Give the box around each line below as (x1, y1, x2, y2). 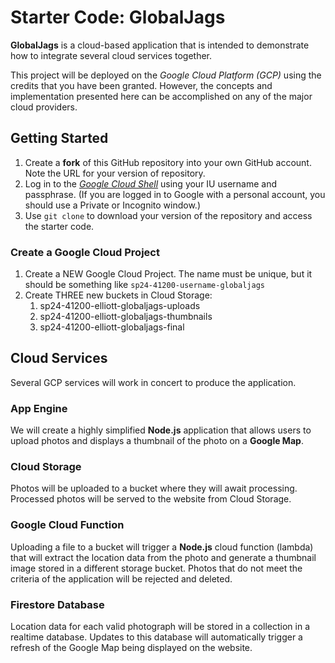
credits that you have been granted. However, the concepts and (10, 79, 273, 91)
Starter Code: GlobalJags (10, 6, 226, 29)
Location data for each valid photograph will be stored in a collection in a (10, 621, 310, 633)
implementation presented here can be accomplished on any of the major (10, 90, 313, 102)
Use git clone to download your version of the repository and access (24, 209, 313, 221)
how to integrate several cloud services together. (10, 49, 213, 61)
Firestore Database (10, 597, 105, 611)
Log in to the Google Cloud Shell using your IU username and (24, 177, 277, 190)
